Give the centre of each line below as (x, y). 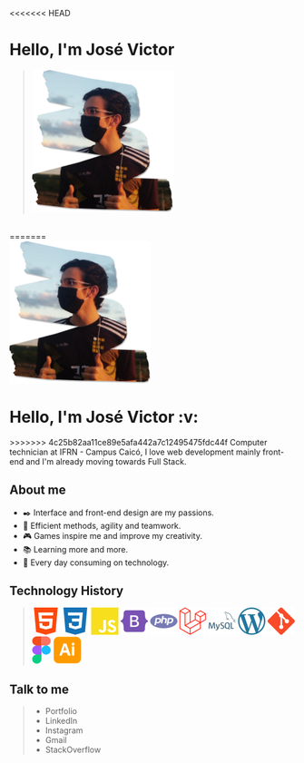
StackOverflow (73, 750)
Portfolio (61, 711)
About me (38, 490)
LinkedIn (61, 721)
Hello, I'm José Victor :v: (104, 417)
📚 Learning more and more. (75, 549)
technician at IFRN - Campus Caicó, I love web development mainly (135, 452)
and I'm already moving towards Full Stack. (106, 461)
